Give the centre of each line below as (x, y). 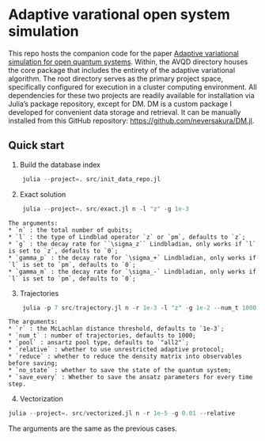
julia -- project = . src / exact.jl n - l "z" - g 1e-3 (106, 209)
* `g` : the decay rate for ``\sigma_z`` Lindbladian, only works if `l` (132, 244)
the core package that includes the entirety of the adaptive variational (122, 70)
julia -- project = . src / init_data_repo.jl (91, 179)
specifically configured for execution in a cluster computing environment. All (132, 87)
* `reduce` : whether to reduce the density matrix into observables (125, 357)
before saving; (33, 363)
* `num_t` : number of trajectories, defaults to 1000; (102, 336)
